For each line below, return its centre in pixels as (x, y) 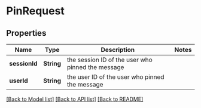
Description (118, 50)
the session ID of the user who (109, 60)
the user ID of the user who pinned (115, 77)
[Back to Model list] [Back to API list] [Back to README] (75, 99)
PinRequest (35, 11)
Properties (26, 33)
